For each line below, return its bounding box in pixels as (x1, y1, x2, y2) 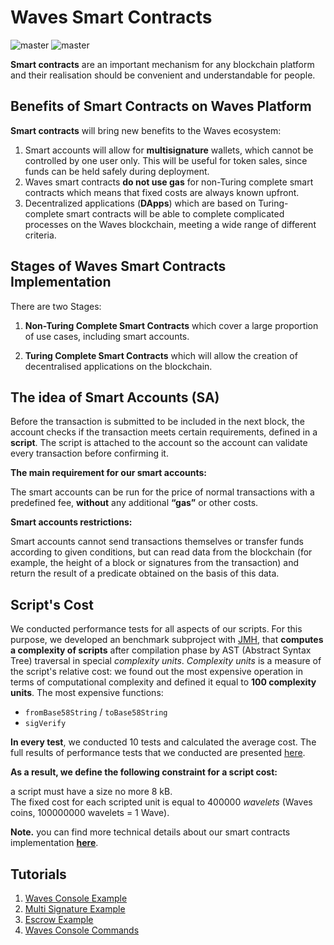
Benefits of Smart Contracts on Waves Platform (10, 98, 312, 115)
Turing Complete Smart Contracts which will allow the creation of (24, 349, 298, 361)
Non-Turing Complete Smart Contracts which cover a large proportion (24, 319, 319, 331)
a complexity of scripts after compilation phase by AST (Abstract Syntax (10, 644, 312, 656)
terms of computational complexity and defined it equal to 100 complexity (10, 676, 317, 688)
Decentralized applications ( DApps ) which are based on (24, 197, 257, 209)
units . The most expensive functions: (10, 687, 164, 699)
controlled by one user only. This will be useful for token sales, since (24, 154, 308, 166)
